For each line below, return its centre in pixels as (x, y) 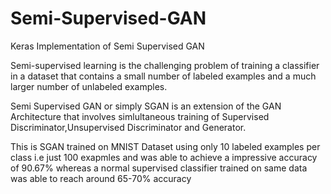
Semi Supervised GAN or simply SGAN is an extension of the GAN (146, 106)
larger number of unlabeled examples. (89, 86)
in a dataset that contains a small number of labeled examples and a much (163, 76)
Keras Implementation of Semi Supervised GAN (107, 46)
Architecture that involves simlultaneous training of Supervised (140, 116)
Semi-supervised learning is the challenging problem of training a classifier (165, 65)
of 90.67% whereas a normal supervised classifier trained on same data (159, 168)
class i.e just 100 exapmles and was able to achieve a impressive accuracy (164, 157)
